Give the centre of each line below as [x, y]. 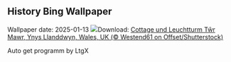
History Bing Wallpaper [60, 12]
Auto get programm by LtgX [48, 50]
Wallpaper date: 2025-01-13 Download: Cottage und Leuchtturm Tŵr [111, 29]
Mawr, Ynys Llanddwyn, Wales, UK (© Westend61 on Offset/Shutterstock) [116, 37]
